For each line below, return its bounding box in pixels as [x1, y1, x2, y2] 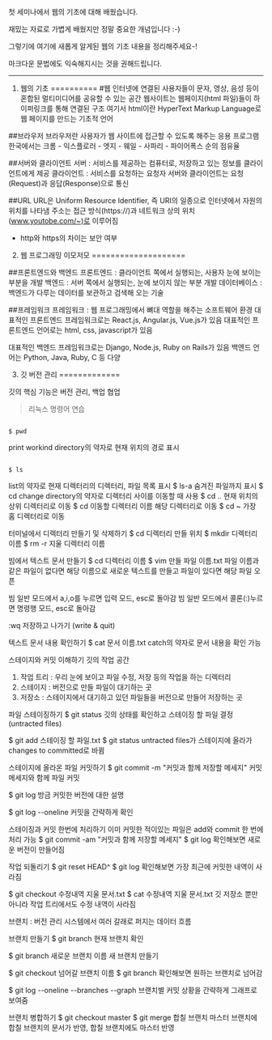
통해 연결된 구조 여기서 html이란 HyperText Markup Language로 [55, 104, 261, 113]
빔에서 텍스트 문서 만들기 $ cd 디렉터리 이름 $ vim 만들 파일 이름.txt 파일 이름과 [8, 556, 259, 565]
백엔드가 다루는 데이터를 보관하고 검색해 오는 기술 [8, 288, 164, 297]
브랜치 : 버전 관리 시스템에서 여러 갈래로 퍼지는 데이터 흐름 [8, 917, 192, 926]
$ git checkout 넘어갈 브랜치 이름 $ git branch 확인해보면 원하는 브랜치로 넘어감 [8, 968, 263, 978]
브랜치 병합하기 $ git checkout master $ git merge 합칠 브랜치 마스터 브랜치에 [8, 1012, 257, 1022]
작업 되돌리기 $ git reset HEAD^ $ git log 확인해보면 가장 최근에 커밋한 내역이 [8, 862, 254, 872]
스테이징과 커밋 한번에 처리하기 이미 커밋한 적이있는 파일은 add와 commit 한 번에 [8, 825, 264, 834]
